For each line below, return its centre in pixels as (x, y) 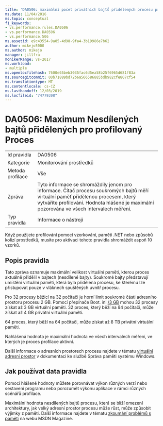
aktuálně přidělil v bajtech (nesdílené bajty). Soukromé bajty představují (77, 277)
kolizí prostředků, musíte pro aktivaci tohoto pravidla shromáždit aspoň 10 (79, 240)
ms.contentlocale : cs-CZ (30, 86)
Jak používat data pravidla (46, 371)
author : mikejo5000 (25, 46)
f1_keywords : (18, 23)
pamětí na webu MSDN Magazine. (39, 418)
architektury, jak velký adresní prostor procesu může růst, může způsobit (78, 408)
